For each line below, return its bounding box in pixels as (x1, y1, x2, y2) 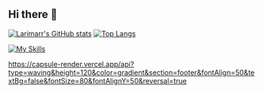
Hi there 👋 (8, 8, 58, 21)
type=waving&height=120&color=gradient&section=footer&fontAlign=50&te (8, 68, 255, 77)
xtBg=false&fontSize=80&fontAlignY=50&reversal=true (8, 76, 188, 85)
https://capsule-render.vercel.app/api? (8, 59, 135, 69)
